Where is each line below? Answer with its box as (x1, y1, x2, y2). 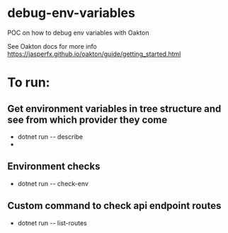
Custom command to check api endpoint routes (7, 200, 222, 212)
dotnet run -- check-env (17, 179, 89, 188)
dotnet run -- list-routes (17, 218, 87, 227)
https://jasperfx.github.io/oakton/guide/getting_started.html (7, 50, 181, 58)
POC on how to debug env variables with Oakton (7, 28, 149, 37)
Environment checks (7, 161, 101, 173)
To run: (7, 74, 50, 91)
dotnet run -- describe (17, 132, 84, 141)
